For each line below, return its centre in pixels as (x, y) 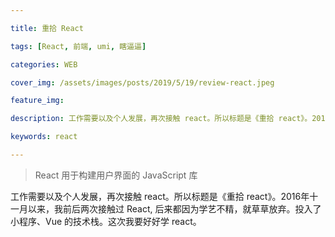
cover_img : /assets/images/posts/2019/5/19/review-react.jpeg (142, 82)
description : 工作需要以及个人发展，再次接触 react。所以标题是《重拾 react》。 (161, 119)
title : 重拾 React (47, 28)
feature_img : (37, 101)
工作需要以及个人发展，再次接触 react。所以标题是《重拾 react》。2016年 (160, 196)
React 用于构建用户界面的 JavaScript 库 (116, 175)
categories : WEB (44, 64)
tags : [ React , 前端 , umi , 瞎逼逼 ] (78, 46)
